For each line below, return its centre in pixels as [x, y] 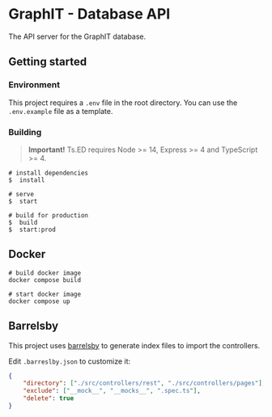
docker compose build [45, 280]
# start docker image [45, 294]
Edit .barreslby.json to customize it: [70, 361]
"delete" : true [49, 398]
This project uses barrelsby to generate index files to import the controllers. [134, 345]
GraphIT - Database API [89, 14]
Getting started [48, 62]
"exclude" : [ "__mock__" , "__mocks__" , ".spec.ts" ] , [112, 391]
